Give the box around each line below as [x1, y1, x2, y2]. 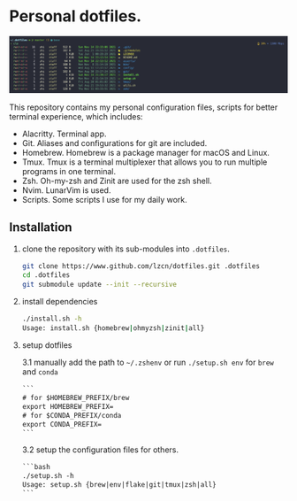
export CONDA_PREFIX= [21, 420, 102, 428]
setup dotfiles [21, 339, 72, 351]
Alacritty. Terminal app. [21, 128, 107, 139]
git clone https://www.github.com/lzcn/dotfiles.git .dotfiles [21, 261, 261, 271]
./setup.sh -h [21, 471, 74, 480]
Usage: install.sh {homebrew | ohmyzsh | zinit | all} [21, 324, 205, 333]
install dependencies [21, 297, 98, 307]
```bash [21, 462, 50, 471]
